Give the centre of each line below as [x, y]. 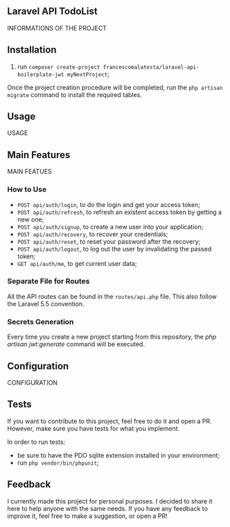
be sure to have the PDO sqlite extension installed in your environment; [118, 455]
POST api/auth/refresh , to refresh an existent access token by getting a [120, 212]
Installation [32, 50]
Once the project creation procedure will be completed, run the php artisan [115, 87]
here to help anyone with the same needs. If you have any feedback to [107, 508]
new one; [30, 219]
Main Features [39, 155]
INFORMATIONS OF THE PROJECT [57, 28]
